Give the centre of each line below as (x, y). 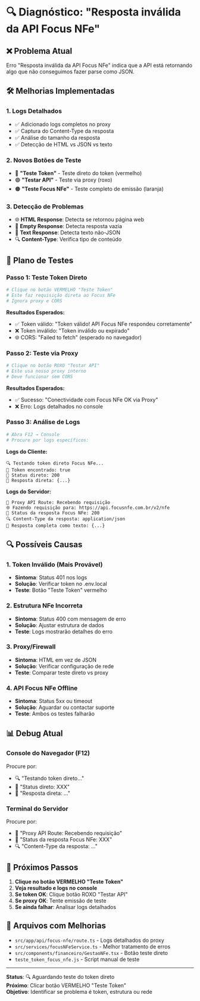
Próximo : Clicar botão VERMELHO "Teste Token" (66, 985)
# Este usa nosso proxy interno (46, 371)
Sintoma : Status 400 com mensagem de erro (70, 619)
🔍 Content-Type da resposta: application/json (66, 519)
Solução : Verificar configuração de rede (64, 666)
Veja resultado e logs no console (56, 888)
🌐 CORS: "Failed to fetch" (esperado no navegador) (78, 337)
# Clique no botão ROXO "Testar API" (53, 366)
